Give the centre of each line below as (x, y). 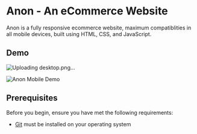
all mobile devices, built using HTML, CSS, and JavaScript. (79, 34)
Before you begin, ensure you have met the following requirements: (90, 112)
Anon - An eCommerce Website (87, 11)
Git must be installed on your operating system (73, 124)
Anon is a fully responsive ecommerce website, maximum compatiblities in (99, 28)
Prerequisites (32, 98)
